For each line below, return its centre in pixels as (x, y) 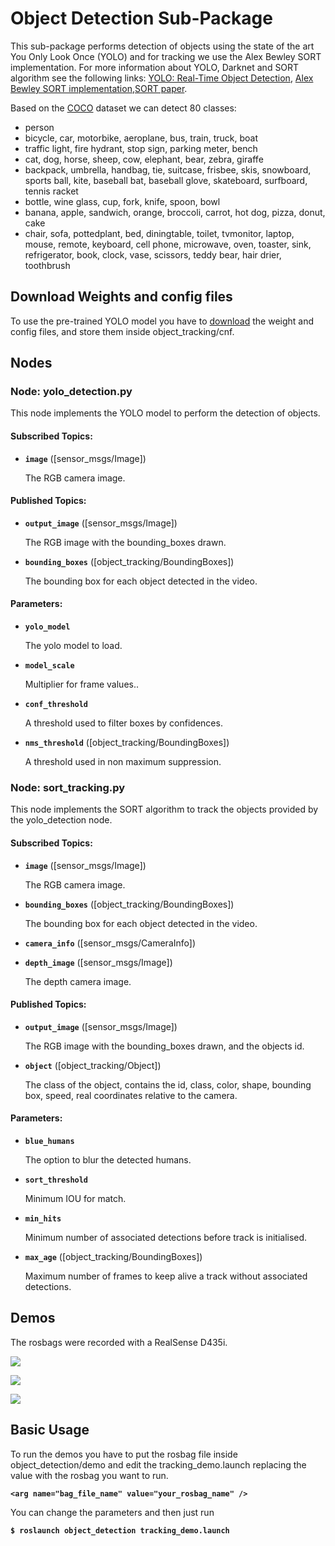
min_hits (43, 1218)
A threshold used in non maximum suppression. (123, 762)
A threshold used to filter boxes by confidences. (123, 723)
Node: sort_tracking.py (68, 787)
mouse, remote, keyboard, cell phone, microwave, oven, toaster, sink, (168, 244)
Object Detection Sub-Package (141, 18)
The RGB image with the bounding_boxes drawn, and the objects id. (164, 1046)
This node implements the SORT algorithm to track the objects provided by (164, 809)
